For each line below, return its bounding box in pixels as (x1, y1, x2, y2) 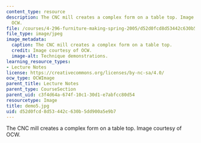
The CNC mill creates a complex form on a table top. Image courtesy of (6, 125, 182, 132)
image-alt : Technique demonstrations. (11, 53, 109, 59)
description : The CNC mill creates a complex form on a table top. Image (6, 14, 194, 20)
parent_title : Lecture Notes (6, 81, 79, 87)
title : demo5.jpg (6, 102, 50, 109)
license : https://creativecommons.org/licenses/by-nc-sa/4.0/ (6, 70, 165, 76)
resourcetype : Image (6, 97, 58, 103)
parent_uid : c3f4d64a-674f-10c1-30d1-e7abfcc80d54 (6, 92, 135, 98)
